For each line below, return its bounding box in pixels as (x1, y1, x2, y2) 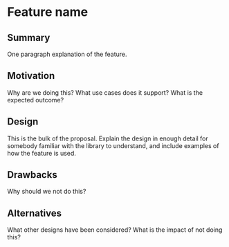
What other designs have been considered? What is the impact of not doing (7, 226, 223, 234)
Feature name (7, 4, 89, 20)
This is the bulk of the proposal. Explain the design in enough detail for (7, 134, 209, 143)
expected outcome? (7, 95, 64, 104)
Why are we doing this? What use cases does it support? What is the (7, 88, 203, 97)
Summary (7, 32, 51, 44)
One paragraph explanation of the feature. (7, 50, 127, 58)
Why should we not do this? (7, 187, 86, 196)
